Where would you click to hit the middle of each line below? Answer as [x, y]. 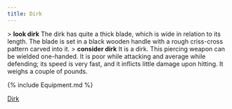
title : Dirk [25, 14]
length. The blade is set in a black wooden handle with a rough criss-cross [115, 41]
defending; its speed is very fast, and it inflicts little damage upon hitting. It [115, 63]
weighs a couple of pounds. [47, 71]
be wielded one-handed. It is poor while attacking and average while [107, 56]
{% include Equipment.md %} [50, 84]
